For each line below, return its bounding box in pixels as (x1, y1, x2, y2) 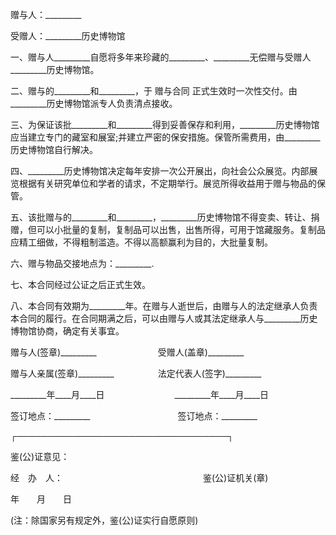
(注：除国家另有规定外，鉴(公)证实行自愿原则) (10, 514, 199, 526)
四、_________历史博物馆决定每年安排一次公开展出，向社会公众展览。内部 (10, 165, 310, 177)
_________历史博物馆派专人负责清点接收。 (10, 98, 178, 109)
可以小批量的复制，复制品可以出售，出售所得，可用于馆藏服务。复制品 (36, 224, 326, 235)
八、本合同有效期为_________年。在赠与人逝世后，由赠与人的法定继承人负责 (10, 300, 318, 312)
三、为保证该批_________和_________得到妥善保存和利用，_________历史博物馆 (10, 119, 320, 130)
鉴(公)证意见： (10, 451, 70, 462)
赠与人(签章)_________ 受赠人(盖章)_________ (10, 346, 245, 358)
